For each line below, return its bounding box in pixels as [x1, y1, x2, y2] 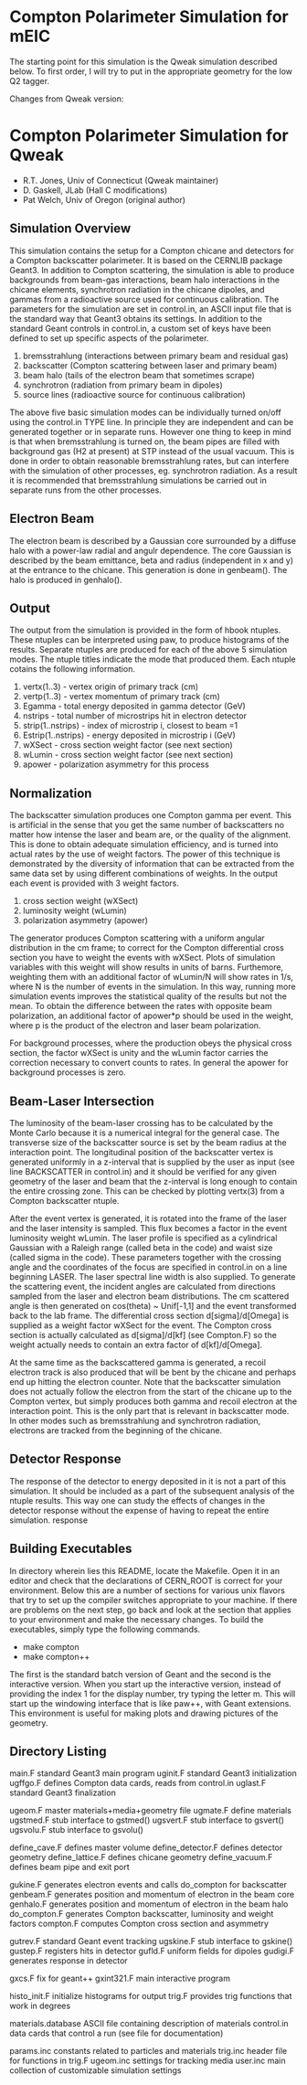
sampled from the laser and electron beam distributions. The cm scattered [9, 1291, 290, 1302]
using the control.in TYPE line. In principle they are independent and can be [9, 416, 294, 427]
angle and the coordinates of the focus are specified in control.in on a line [9, 1261, 288, 1272]
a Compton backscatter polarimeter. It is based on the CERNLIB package [9, 254, 283, 266]
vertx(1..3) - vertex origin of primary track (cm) [22, 681, 199, 692]
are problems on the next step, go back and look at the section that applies [9, 1604, 291, 1615]
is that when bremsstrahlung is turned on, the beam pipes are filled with [9, 436, 281, 447]
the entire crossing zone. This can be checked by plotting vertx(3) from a [9, 1186, 285, 1197]
